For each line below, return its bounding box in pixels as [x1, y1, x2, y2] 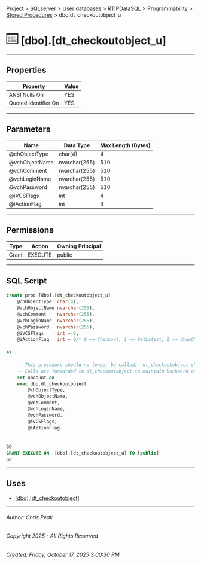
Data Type [63, 142, 90, 149]
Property [22, 83, 45, 90]
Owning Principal [56, 242, 101, 249]
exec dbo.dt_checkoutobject [17, 380, 87, 387]
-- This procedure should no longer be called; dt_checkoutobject [17, 362, 188, 368]
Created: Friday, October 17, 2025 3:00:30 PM [6, 551, 120, 558]
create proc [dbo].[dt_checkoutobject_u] [6, 292, 111, 298]
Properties [6, 65, 47, 75]
